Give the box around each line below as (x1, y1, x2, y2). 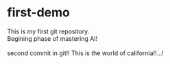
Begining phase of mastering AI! (7, 34, 98, 42)
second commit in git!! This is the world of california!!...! (7, 49, 165, 57)
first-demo (7, 5, 70, 20)
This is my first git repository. (7, 27, 90, 35)
